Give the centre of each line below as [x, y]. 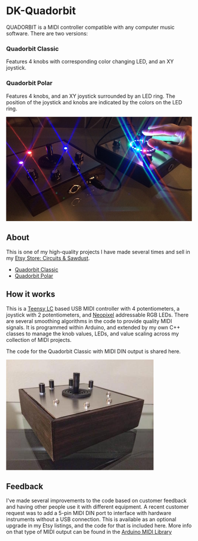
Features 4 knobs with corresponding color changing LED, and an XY [90, 62]
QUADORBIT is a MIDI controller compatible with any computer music [90, 27]
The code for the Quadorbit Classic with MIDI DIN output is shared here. [93, 351]
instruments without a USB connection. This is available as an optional [91, 519]
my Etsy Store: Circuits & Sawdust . [48, 258]
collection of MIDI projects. [39, 339]
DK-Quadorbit [41, 11]
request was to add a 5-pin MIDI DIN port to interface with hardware [89, 513]
